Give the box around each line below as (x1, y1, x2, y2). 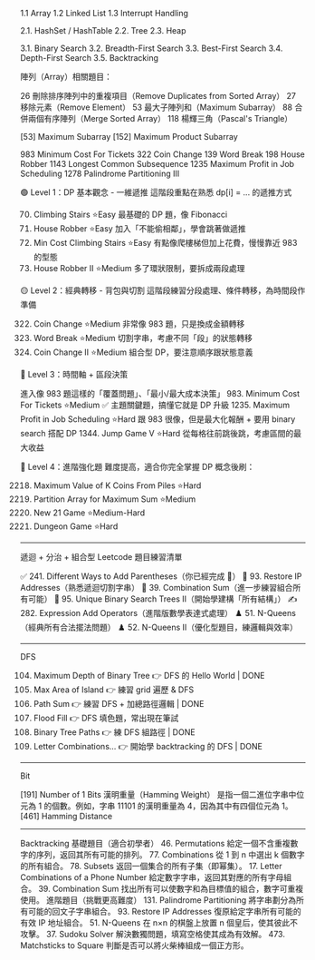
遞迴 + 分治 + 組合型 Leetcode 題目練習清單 (20, 552, 183, 562)
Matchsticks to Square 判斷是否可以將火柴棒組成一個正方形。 (20, 940, 249, 951)
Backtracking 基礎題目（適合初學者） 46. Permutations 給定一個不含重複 (20, 838, 291, 848)
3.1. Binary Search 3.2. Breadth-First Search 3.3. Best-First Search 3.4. (20, 43, 283, 54)
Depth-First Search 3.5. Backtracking (20, 53, 158, 63)
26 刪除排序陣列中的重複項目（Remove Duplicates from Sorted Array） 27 (20, 91, 297, 101)
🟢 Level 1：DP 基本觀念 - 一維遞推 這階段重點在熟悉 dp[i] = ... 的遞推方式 (20, 187, 292, 198)
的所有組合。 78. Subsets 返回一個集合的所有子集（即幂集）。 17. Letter (20, 861, 282, 871)
